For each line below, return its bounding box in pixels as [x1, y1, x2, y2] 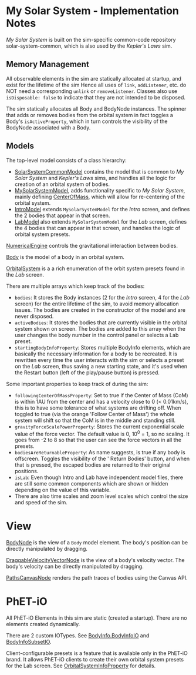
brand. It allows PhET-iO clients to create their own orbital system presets [6, 656, 184, 663]
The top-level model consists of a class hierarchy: [6, 157, 127, 164]
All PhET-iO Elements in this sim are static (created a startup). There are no [6, 614, 187, 621]
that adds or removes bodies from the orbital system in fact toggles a [6, 111, 173, 118]
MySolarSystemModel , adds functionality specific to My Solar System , [14, 187, 185, 194]
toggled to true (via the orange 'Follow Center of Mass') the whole [14, 410, 175, 417]
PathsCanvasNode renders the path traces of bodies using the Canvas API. [6, 574, 188, 581]
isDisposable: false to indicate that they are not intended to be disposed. [6, 94, 186, 101]
